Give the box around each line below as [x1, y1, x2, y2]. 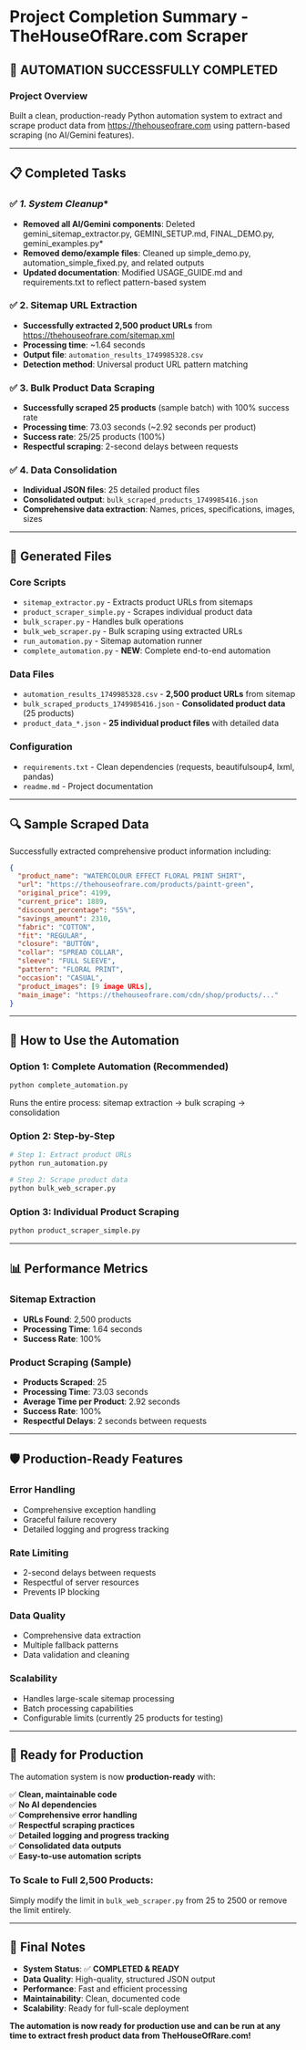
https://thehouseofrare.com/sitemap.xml [22, 329, 175, 340]
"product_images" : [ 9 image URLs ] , [17, 982, 153, 991]
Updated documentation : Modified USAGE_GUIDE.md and [22, 266, 243, 277]
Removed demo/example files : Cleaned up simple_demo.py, [22, 247, 251, 258]
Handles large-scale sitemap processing [22, 1692, 175, 1703]
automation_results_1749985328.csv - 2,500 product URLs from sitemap [22, 689, 296, 700]
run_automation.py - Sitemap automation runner [22, 636, 203, 647]
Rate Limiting [9, 1546, 69, 1559]
